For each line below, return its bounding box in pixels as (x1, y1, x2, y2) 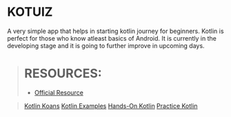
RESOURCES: (23, 66, 102, 81)
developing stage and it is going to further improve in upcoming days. (7, 41, 205, 50)
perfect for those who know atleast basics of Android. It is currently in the (7, 34, 217, 42)
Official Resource (34, 88, 84, 96)
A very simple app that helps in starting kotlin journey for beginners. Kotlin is (7, 27, 224, 35)
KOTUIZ (7, 4, 53, 20)
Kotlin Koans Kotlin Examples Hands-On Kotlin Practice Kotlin (23, 101, 198, 110)
